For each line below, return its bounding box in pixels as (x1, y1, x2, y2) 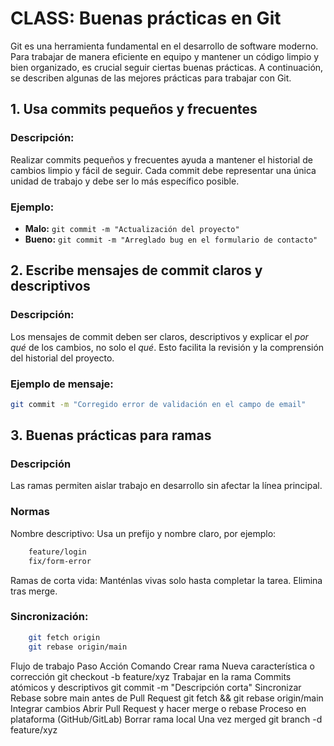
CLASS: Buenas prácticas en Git (10, 7, 282, 30)
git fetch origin (28, 632, 101, 642)
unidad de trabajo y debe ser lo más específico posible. (10, 175, 240, 187)
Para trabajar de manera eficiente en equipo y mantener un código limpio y (10, 50, 320, 62)
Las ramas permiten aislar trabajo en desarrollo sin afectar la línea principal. (10, 480, 323, 492)
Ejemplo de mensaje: (10, 377, 114, 391)
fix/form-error (28, 556, 92, 566)
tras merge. (10, 585, 58, 597)
